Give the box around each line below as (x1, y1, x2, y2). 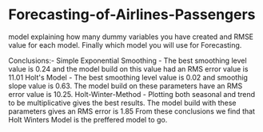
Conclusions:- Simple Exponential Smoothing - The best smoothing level (8, 56, 247, 65)
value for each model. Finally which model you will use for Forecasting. (8, 40, 242, 49)
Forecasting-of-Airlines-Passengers (8, 6, 256, 24)
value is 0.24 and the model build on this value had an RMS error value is (8, 64, 249, 73)
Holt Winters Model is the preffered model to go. (8, 115, 168, 124)
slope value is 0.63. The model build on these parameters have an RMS (8, 81, 243, 91)
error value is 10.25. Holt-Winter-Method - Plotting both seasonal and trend (8, 89, 256, 99)
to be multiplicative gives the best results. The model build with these (8, 98, 237, 107)
